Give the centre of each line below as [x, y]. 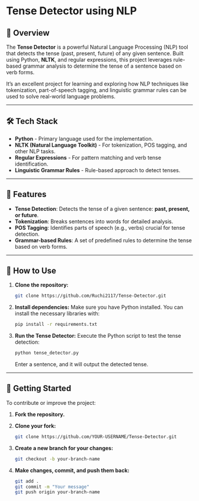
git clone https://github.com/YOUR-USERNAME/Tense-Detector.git [96, 437]
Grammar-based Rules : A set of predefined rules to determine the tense [103, 240]
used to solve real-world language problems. [61, 96]
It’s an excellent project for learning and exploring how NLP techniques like [97, 84]
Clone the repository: [41, 285]
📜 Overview [28, 33]
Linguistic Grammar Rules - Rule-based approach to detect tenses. [97, 170]
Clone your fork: [35, 426]
